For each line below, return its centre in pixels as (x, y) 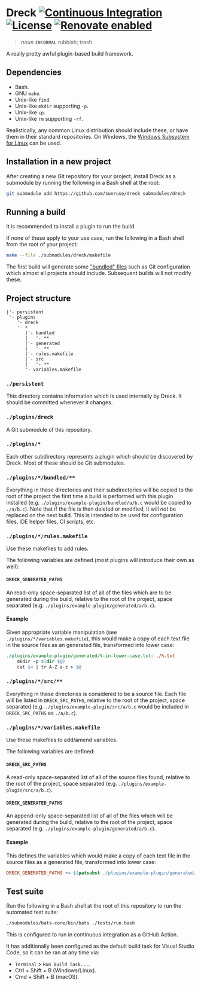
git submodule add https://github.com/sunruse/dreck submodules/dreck (96, 193)
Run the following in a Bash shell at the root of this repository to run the (94, 906)
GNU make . (28, 93)
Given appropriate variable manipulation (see (62, 632)
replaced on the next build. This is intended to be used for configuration (95, 515)
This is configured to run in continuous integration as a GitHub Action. (92, 935)
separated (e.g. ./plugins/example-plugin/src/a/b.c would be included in (98, 706)
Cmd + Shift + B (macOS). (47, 977)
